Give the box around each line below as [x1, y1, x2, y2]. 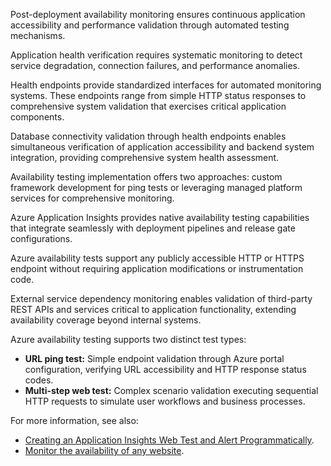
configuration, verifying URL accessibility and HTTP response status [24, 364, 307, 375]
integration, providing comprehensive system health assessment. [10, 152, 280, 163]
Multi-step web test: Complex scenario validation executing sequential [24, 385, 319, 396]
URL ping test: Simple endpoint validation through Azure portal [24, 353, 285, 364]
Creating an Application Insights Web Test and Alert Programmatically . [24, 434, 315, 446]
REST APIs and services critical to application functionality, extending [10, 304, 297, 315]
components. [10, 111, 65, 123]
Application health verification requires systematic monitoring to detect [10, 49, 303, 61]
